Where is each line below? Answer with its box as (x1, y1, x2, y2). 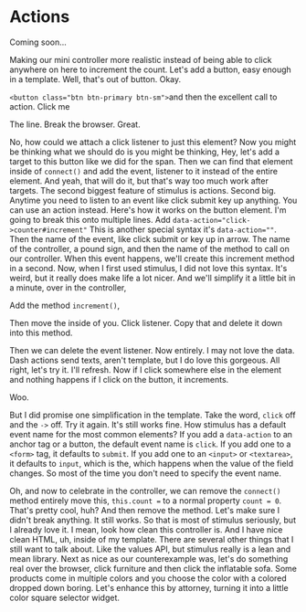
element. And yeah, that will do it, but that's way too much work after (9, 175, 269, 186)
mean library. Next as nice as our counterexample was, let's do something (9, 553, 289, 564)
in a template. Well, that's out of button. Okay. (9, 73, 182, 84)
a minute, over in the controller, (9, 281, 127, 293)
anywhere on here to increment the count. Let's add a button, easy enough (9, 64, 292, 75)
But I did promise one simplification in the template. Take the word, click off (9, 409, 296, 420)
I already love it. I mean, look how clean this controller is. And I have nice (9, 523, 283, 535)
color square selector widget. (9, 592, 121, 603)
